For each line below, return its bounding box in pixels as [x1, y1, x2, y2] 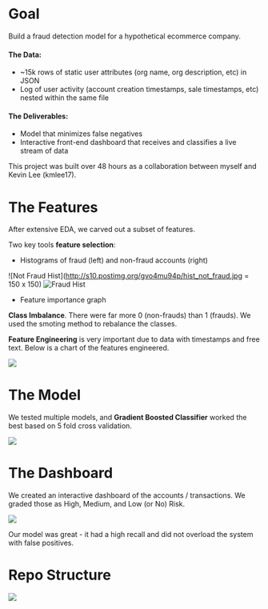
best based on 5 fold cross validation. [8, 421, 132, 431]
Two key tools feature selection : [8, 240, 116, 250]
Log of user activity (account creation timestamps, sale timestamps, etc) [19, 85, 259, 94]
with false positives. [8, 538, 74, 548]
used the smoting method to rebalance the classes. [8, 319, 178, 329]
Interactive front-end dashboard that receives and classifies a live [19, 138, 237, 147]
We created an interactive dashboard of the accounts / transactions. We [8, 491, 246, 500]
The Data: [8, 50, 42, 59]
